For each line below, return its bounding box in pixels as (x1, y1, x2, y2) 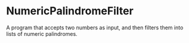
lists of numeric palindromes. (6, 30, 78, 37)
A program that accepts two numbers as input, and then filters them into (6, 24, 184, 31)
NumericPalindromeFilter (6, 4, 134, 18)
